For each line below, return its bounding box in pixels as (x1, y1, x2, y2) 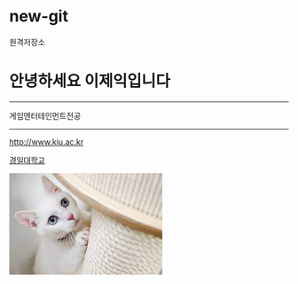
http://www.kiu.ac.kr (9, 136, 84, 147)
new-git (9, 6, 69, 27)
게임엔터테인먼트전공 (9, 110, 82, 121)
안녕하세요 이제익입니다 (9, 71, 170, 91)
